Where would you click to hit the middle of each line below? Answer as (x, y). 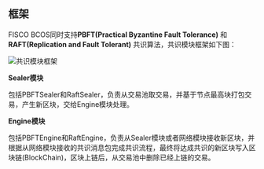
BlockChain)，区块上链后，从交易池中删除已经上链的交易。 (120, 157)
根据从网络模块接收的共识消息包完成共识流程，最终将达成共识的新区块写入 (128, 147)
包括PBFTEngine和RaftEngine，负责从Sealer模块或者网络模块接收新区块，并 (132, 138)
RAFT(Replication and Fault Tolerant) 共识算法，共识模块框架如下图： (123, 44)
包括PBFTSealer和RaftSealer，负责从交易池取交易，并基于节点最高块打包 (126, 94)
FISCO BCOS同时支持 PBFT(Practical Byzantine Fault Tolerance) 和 (118, 35)
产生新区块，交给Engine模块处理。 (78, 104)
